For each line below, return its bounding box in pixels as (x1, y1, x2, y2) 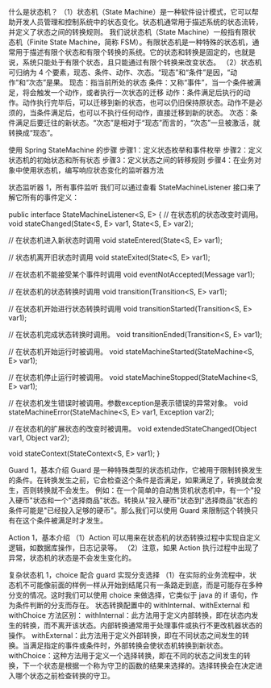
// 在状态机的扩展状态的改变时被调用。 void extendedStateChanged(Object (8, 424, 257, 433)
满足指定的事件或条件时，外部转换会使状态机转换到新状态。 (29, 640, 227, 650)
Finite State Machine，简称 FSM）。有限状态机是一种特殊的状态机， (29, 37, 252, 47)
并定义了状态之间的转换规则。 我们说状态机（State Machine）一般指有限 (8, 27, 249, 36)
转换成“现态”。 (8, 128, 58, 137)
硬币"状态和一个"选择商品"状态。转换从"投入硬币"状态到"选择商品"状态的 (15, 495, 258, 505)
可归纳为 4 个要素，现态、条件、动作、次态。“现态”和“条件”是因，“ (8, 68, 231, 77)
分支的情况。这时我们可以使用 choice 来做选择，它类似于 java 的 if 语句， (8, 590, 252, 599)
